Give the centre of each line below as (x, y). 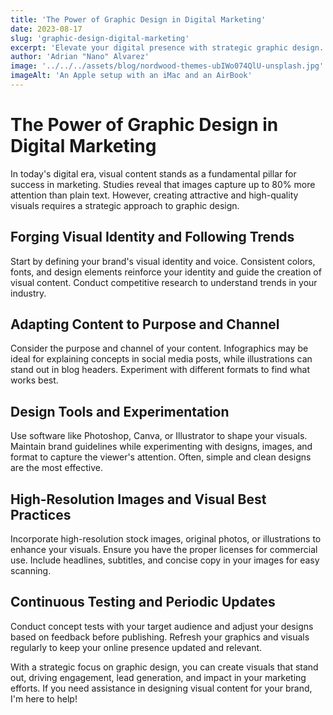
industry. (28, 293)
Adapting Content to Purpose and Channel (145, 324)
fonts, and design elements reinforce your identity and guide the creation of (166, 272)
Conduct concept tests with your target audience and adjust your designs (162, 626)
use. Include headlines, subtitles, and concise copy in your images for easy (165, 560)
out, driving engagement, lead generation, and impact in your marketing (158, 677)
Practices (41, 514)
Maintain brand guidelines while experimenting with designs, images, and (161, 447)
